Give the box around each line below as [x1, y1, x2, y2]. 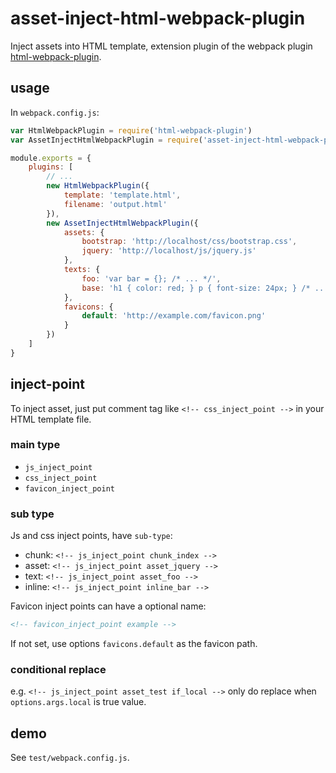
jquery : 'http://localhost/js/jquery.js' [81, 246, 257, 256]
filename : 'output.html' [63, 199, 168, 209]
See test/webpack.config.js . [10, 752, 130, 764]
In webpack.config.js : [10, 106, 100, 118]
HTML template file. [10, 413, 92, 425]
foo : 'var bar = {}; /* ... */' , [81, 273, 222, 284]
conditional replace [10, 662, 107, 676]
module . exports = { [10, 153, 92, 163]
